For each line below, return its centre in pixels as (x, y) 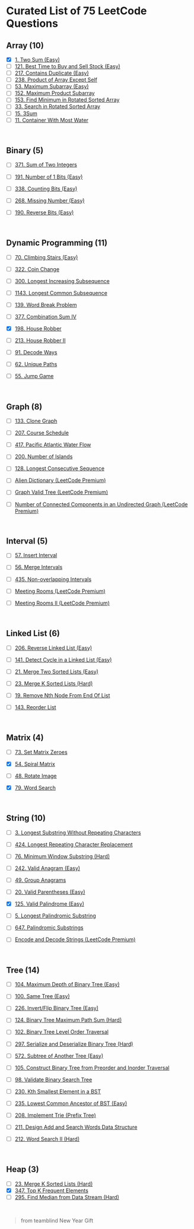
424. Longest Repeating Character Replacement (74, 844)
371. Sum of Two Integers (46, 165)
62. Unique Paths (36, 364)
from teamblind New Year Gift (57, 1221)
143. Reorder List (35, 707)
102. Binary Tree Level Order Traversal (61, 1032)
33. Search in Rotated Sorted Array (58, 107)
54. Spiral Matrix (35, 764)
